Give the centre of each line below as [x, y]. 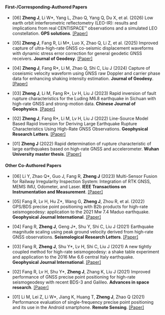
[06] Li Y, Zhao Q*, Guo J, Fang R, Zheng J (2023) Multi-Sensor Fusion [85, 176]
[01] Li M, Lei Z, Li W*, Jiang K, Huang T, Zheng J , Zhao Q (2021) [78, 297]
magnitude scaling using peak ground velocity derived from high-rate [83, 232]
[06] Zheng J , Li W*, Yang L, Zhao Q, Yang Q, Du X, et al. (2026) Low [83, 18]
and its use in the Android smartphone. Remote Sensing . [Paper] [78, 308]
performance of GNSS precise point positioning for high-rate [74, 277]
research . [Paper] [31, 287]
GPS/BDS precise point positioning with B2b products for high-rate [80, 207]
